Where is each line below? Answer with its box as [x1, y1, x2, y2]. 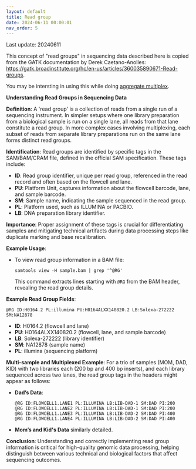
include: [6, 161, 26, 168]
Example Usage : [6, 245, 47, 252]
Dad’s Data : [14, 389, 44, 396]
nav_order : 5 [6, 25, 38, 31]
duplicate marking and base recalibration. [6, 234, 107, 241]
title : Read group [6, 14, 51, 20]
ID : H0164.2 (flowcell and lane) [14, 322, 89, 330]
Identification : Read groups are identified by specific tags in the [6, 148, 161, 155]
